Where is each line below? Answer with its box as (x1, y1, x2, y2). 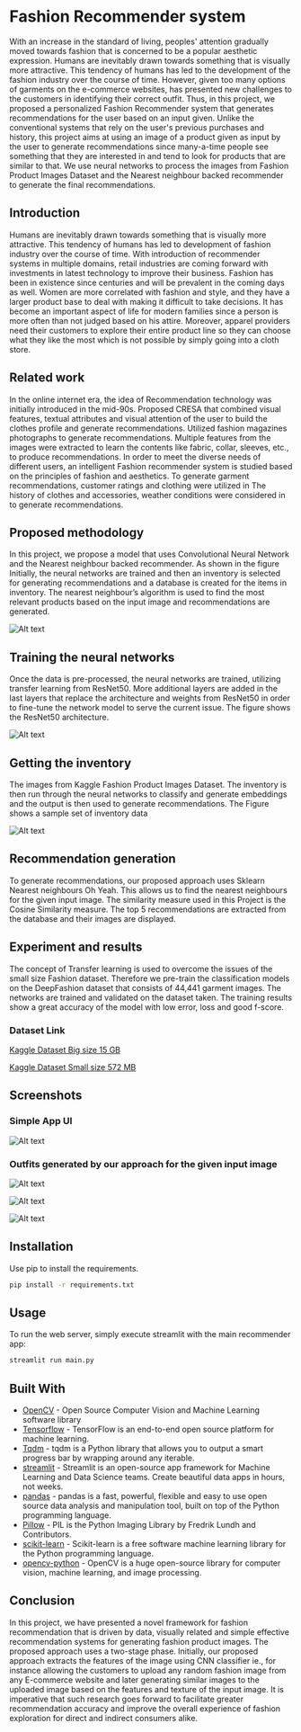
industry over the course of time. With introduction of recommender (9, 248, 261, 259)
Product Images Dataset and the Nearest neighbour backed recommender (9, 169, 284, 181)
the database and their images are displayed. (9, 913, 177, 924)
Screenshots (9, 1088, 83, 1103)
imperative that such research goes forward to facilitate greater (9, 1693, 244, 1704)
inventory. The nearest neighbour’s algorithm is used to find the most (9, 587, 265, 598)
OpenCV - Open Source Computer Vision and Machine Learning (22, 1405, 261, 1415)
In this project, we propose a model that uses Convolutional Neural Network (9, 549, 290, 559)
